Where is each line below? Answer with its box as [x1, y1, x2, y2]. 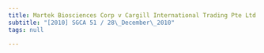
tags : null [8, 26, 44, 34]
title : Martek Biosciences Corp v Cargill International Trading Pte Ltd [8, 11, 257, 19]
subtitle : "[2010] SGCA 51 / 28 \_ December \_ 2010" [8, 19, 175, 26]
